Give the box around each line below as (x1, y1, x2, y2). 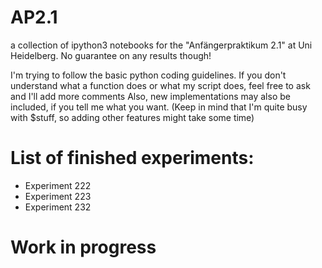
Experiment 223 (24, 190, 92, 202)
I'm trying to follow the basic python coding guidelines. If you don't (10, 69, 287, 81)
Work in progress (10, 236, 157, 259)
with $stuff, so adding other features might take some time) (10, 111, 255, 123)
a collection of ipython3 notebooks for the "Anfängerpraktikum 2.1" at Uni (10, 39, 313, 51)
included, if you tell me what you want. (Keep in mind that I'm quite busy (10, 101, 308, 113)
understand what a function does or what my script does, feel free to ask (10, 79, 311, 91)
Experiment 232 (24, 201, 92, 213)
